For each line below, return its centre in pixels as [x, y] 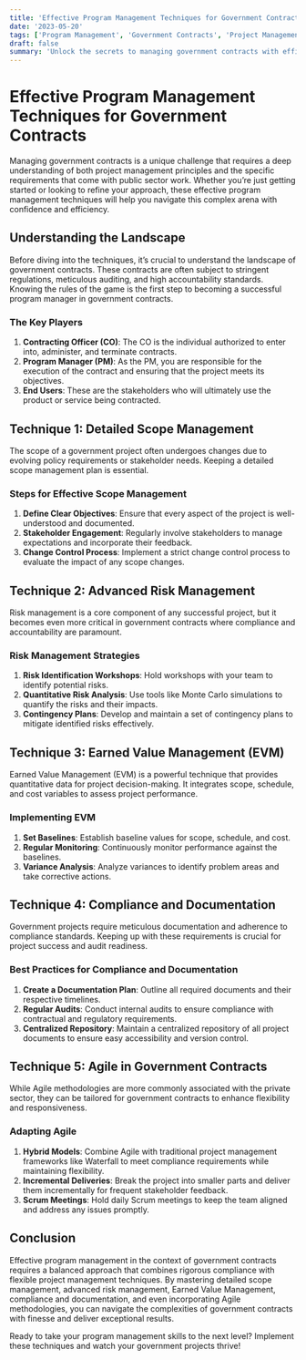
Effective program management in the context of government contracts [143, 1260]
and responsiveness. [49, 1108]
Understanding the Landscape [97, 238]
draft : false [34, 43]
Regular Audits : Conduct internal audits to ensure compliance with [148, 1009]
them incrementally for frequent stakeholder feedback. [125, 1190]
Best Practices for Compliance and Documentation [124, 970]
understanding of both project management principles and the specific [142, 170]
